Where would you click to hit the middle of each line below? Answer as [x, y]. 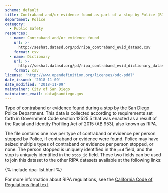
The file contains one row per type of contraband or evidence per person [80, 134]
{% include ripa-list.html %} [34, 170]
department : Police [25, 19]
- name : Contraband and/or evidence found [54, 38]
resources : [16, 33]
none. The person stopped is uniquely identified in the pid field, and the [79, 150]
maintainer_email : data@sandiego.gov [44, 94]
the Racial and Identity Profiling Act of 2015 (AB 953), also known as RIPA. [81, 124]
